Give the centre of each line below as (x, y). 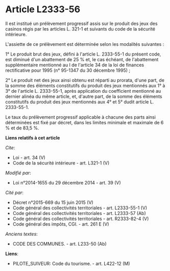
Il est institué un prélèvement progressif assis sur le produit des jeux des (81, 23)
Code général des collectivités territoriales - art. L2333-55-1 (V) (80, 208)
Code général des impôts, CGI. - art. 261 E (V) (61, 224)
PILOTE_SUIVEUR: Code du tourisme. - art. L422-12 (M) (71, 263)
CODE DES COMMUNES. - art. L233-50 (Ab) (60, 243)
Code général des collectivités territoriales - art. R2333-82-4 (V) (81, 219)
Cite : (10, 147)
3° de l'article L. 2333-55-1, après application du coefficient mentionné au (83, 91)
